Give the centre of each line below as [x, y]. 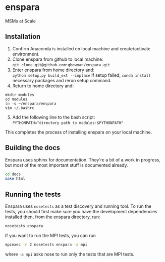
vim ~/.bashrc [20, 108]
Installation [23, 37]
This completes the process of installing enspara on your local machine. [79, 132]
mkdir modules [20, 95]
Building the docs [33, 148]
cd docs [13, 174]
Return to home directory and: [43, 86]
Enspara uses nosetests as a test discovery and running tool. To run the [78, 206]
